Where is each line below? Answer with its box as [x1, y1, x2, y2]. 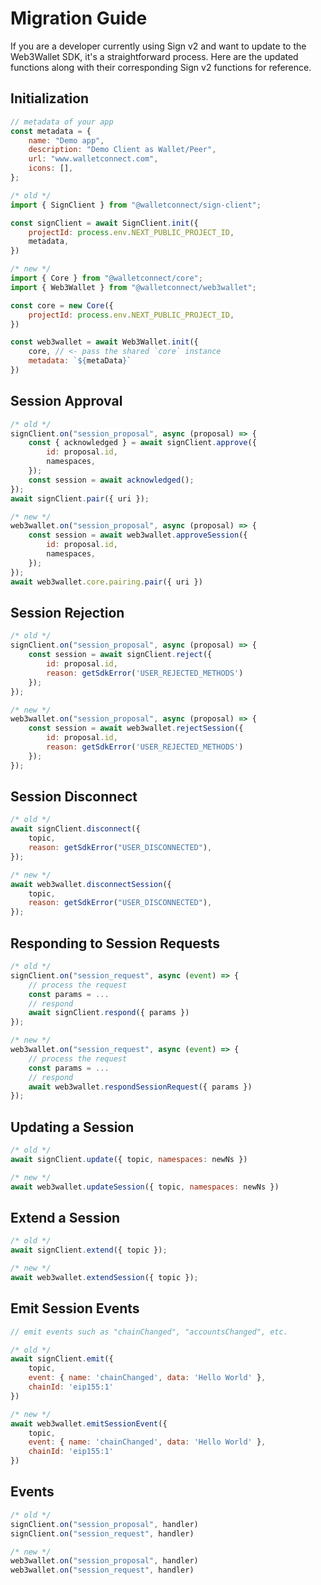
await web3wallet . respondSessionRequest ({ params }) [28, 1082, 253, 1092]
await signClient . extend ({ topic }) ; [10, 1245, 168, 1256]
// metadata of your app [10, 117, 114, 127]
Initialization [10, 90, 90, 107]
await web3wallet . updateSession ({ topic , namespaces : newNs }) [10, 1182, 280, 1192]
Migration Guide [10, 7, 148, 30]
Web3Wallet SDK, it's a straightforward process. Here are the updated [10, 50, 299, 62]
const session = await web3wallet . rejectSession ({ [28, 723, 244, 734]
